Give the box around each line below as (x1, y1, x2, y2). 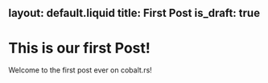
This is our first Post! (8, 39, 150, 57)
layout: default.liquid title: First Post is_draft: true (8, 6, 260, 20)
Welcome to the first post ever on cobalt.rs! (8, 65, 153, 75)
